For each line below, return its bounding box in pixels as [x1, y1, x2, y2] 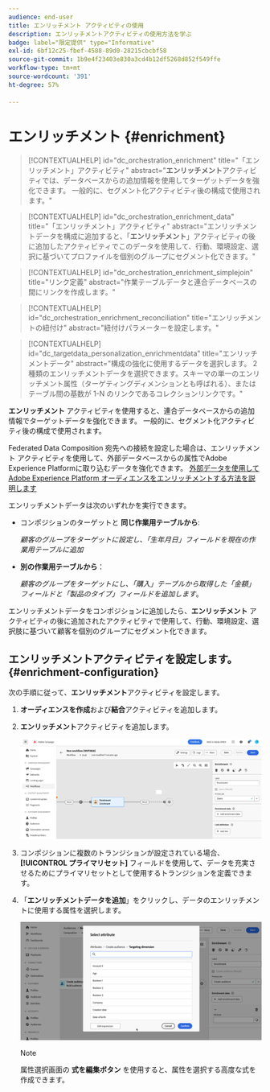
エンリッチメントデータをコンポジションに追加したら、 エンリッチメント [8, 606, 247, 616]
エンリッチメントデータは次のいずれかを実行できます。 [8, 501, 191, 510]
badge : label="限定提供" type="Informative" [8, 39, 155, 47]
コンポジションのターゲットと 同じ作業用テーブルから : [19, 517, 200, 527]
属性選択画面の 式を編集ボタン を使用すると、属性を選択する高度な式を [19, 1065, 257, 1074]
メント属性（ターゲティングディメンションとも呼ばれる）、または [42, 379, 256, 389]
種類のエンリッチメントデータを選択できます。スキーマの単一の [27, 369, 239, 378]
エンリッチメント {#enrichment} [8, 127, 227, 146]
